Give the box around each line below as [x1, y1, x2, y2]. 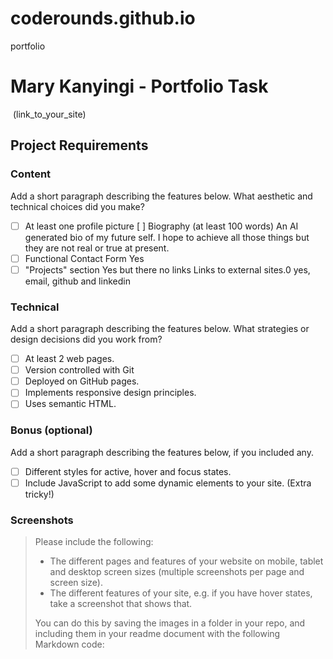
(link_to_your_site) [12, 108, 87, 120]
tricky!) [24, 488, 55, 500]
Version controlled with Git [24, 364, 135, 376]
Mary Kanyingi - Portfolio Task [10, 75, 269, 98]
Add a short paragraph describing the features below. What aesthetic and [10, 190, 313, 202]
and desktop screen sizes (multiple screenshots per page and [49, 566, 305, 578]
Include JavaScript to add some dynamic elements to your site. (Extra [24, 477, 312, 489]
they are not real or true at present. [24, 242, 170, 254]
